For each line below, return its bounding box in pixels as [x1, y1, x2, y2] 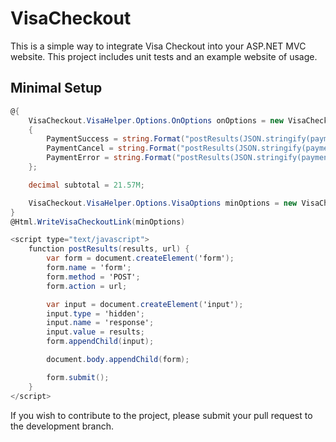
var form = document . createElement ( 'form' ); [46, 253, 235, 264]
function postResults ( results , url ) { [28, 244, 190, 254]
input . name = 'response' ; [46, 318, 155, 328]
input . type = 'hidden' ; [46, 308, 145, 319]
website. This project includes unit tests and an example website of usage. [10, 50, 318, 62]
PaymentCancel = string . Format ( [46, 143, 182, 154]
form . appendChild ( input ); [46, 337, 155, 347]
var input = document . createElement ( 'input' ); [46, 299, 244, 309]
